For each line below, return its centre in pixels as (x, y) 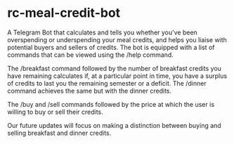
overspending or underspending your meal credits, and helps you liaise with (117, 39)
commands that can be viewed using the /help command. (90, 55)
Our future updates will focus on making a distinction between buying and (114, 125)
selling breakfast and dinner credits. (59, 133)
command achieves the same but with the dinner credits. (90, 91)
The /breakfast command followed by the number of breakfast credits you (114, 68)
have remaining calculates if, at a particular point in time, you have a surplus (117, 76)
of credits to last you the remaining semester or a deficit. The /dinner (107, 83)
